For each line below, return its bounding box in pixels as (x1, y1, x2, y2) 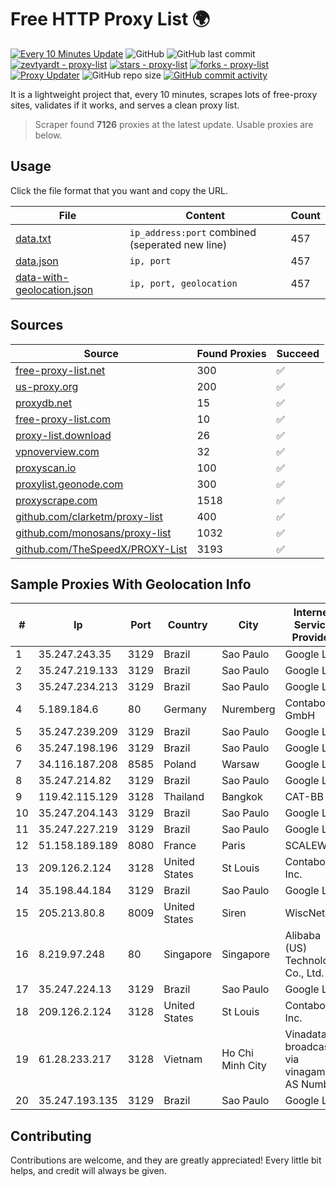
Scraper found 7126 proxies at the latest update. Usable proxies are (34, 118, 314, 130)
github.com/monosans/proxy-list (15, 526, 172, 540)
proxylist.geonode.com (15, 477, 124, 491)
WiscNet (284, 906, 326, 920)
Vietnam (163, 1052, 203, 1066)
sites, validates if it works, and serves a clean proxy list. (10, 99, 240, 111)
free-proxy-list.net (15, 363, 106, 377)
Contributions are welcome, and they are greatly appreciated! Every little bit (10, 1154, 322, 1166)
